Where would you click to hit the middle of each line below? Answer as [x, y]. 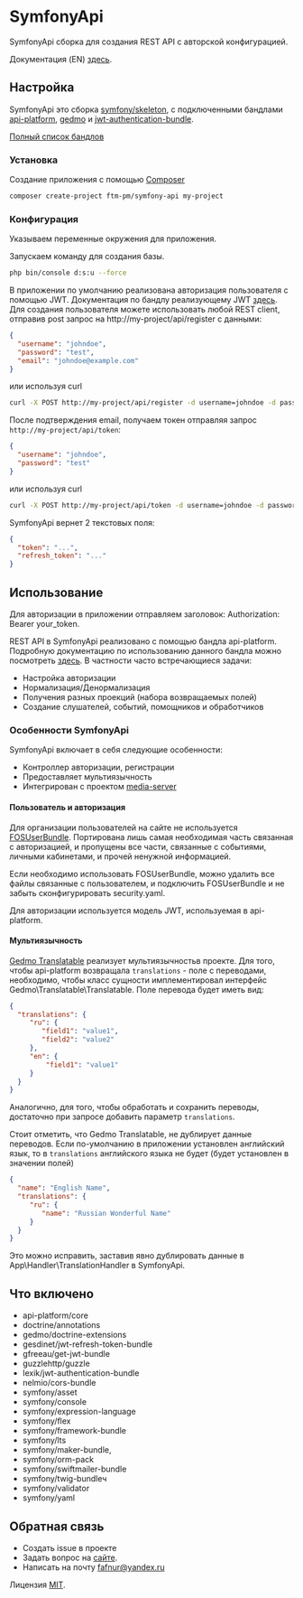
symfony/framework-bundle [74, 1431]
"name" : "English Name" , [64, 1188]
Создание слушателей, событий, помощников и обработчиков [143, 707]
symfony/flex [46, 1421]
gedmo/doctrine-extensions [74, 1335]
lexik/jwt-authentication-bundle [81, 1373]
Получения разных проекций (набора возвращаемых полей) [139, 697]
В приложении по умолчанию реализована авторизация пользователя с [149, 290]
